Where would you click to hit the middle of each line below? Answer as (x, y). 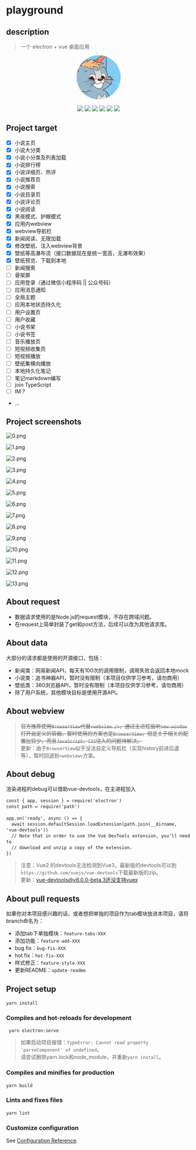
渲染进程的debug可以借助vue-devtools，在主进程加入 (71, 789)
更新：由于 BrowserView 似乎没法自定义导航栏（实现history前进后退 (100, 748)
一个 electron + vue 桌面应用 (55, 47)
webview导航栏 (33, 231)
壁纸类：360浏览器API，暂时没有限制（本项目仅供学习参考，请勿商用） (101, 685)
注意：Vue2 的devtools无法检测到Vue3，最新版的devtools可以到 (99, 865)
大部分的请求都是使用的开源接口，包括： (55, 658)
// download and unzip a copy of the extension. (72, 848)
